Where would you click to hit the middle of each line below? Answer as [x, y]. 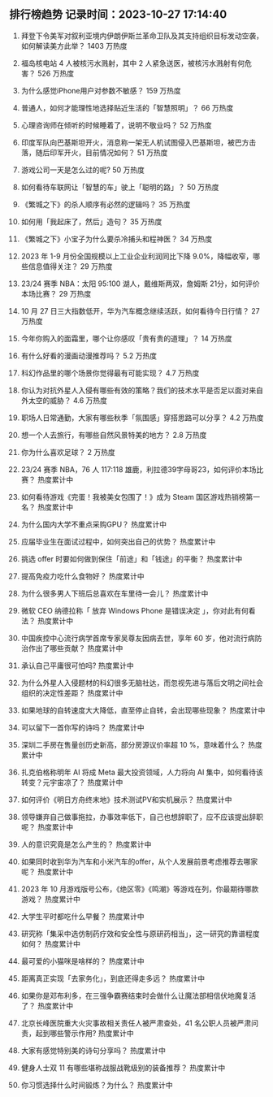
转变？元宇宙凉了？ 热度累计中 [72, 782]
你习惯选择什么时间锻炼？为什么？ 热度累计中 [97, 1085]
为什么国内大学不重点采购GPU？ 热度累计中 [94, 524]
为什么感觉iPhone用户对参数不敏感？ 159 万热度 [101, 90]
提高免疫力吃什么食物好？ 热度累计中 [82, 576]
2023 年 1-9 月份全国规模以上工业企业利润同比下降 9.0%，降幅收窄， [137, 256]
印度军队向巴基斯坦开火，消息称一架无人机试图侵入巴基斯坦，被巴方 [135, 142]
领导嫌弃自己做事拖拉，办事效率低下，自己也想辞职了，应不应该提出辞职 [142, 817]
